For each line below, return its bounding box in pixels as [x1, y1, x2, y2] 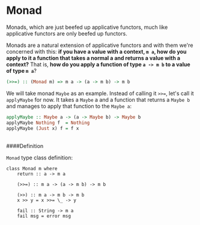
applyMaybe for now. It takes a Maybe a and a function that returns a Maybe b [6, 96, 190, 103]
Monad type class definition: [6, 154, 73, 161]
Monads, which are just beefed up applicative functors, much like [6, 23, 168, 31]
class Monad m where [6, 166, 58, 172]
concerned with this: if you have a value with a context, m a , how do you [6, 48, 187, 55]
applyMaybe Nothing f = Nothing [6, 120, 90, 126]
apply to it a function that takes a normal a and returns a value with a [6, 54, 181, 61]
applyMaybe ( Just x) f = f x [6, 125, 79, 131]
